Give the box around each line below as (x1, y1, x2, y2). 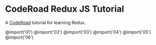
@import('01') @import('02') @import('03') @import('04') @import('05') (5, 29, 152, 35)
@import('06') (5, 34, 34, 40)
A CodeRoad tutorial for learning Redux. (5, 20, 86, 25)
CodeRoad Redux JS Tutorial (5, 3, 125, 15)
